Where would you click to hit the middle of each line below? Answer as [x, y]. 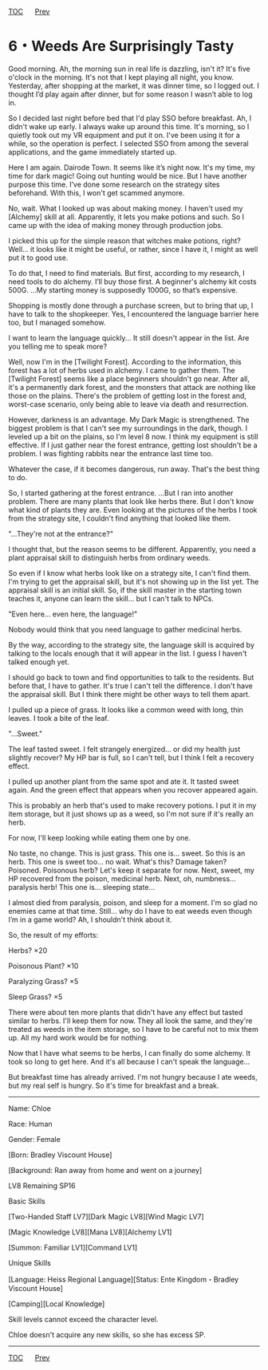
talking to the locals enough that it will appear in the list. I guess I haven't [128, 653]
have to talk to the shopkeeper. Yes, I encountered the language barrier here [134, 313]
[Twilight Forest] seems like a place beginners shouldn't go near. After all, [129, 379]
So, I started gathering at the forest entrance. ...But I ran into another [121, 493]
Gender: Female [35, 1139]
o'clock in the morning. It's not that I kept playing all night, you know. [121, 77]
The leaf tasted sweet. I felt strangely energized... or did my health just [124, 749]
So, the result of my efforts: [53, 935]
